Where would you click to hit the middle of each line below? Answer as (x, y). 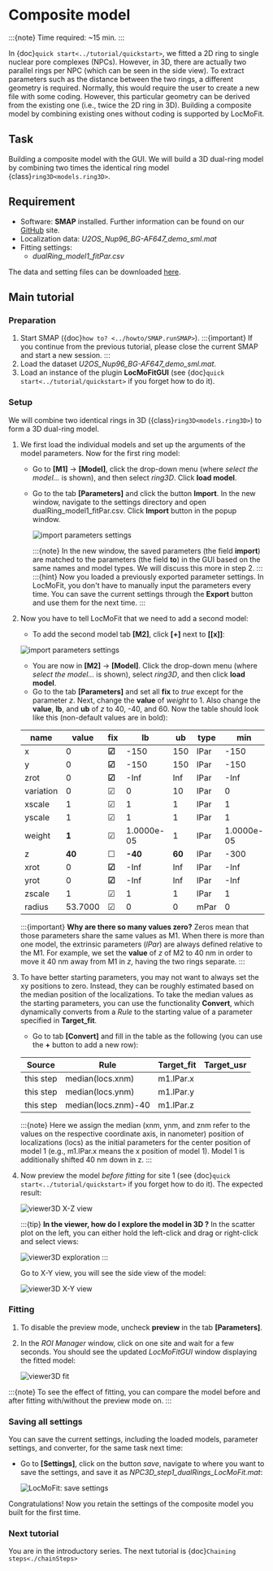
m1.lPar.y (176, 1091)
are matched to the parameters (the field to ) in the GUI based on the (146, 559)
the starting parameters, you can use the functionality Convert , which (137, 1003)
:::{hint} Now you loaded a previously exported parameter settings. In (148, 577)
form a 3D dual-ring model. (54, 429)
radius (36, 907)
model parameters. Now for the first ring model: (100, 453)
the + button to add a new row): (85, 1044)
